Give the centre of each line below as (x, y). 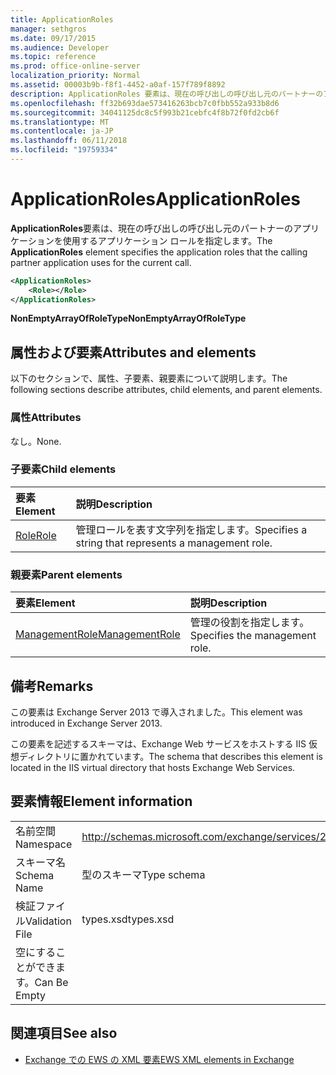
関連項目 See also (64, 1033)
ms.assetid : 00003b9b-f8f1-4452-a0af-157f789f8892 (118, 85)
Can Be (51, 982)
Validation (48, 921)
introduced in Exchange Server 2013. (86, 723)
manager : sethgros (48, 29)
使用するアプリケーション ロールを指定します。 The (167, 240)
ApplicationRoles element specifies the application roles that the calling (159, 252)
